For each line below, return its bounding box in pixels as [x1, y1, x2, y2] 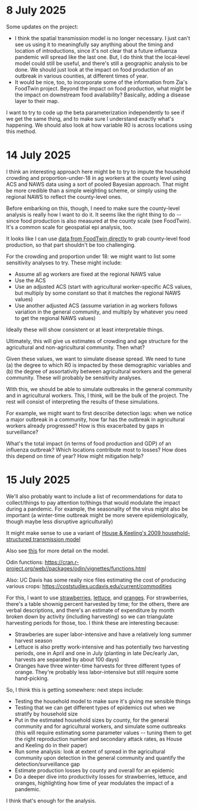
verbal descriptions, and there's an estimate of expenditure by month [6, 606, 174, 614]
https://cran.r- [44, 559, 79, 566]
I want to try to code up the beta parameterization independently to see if [6, 109, 185, 116]
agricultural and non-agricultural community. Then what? [6, 344, 145, 351]
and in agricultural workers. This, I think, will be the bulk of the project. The [6, 392, 189, 399]
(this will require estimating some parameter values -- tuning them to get [14, 729, 192, 736]
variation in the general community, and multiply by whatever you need [14, 308, 188, 315]
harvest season [14, 637, 53, 644]
